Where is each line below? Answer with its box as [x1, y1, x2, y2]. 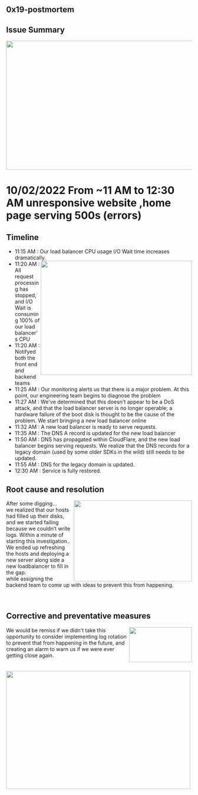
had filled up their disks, [6, 513, 65, 520]
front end [14, 361, 38, 368]
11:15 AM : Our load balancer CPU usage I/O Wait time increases [14, 248, 170, 255]
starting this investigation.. [6, 538, 71, 545]
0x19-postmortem [6, 5, 75, 15]
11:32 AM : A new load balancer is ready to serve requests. [14, 423, 157, 431]
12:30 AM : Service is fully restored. [14, 467, 101, 474]
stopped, [14, 292, 37, 299]
